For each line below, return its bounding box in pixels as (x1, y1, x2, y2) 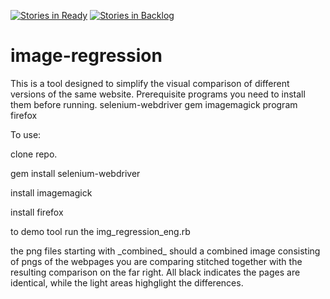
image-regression (10, 45, 163, 67)
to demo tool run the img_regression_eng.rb (10, 225, 191, 237)
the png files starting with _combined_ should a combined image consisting (10, 245, 321, 257)
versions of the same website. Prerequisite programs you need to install (10, 88, 306, 100)
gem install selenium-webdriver (10, 167, 141, 179)
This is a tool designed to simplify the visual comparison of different (10, 77, 290, 89)
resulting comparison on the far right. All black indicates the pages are (10, 266, 301, 278)
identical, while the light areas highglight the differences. (10, 276, 244, 289)
